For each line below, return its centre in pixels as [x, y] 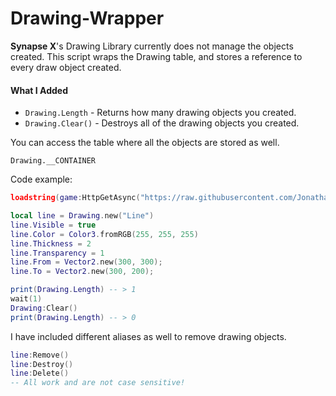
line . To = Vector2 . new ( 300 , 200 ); [82, 272]
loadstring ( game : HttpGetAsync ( [75, 198]
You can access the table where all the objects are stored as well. [145, 143]
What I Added [39, 90]
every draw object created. [66, 67]
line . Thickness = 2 [51, 243]
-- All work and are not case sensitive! [98, 383]
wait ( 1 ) [26, 299]
